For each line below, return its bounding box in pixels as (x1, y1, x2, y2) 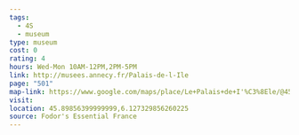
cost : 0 (9, 46, 38, 55)
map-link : (9, 87, 46, 96)
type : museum (9, 37, 58, 47)
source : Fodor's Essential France (9, 112, 138, 121)
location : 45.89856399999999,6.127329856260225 (9, 104, 190, 113)
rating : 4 (9, 54, 46, 63)
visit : (9, 95, 34, 105)
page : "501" (9, 79, 53, 88)
